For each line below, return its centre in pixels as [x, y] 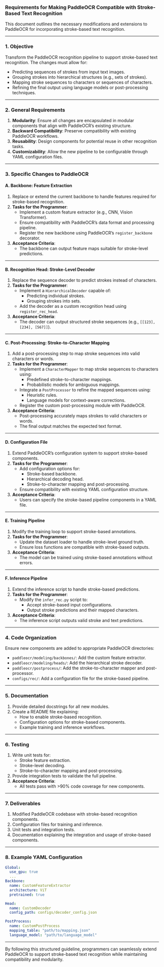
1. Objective [19, 46]
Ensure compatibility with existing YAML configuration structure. [84, 489]
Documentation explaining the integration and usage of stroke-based [82, 835]
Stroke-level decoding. [42, 765]
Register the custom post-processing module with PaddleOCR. [82, 406]
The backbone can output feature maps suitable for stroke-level [84, 249]
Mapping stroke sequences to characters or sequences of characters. [82, 82]
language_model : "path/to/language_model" [53, 935]
